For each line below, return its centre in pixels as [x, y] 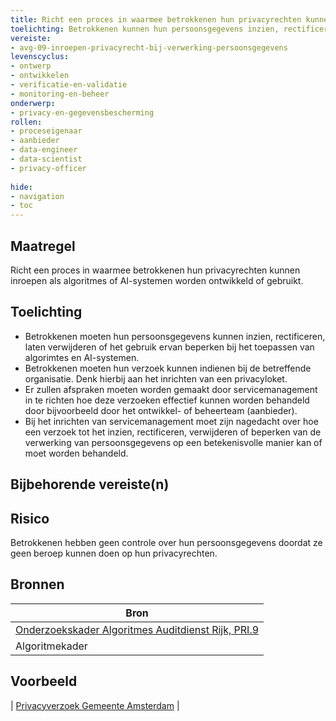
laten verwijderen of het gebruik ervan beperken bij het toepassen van [169, 347]
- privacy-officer [48, 168]
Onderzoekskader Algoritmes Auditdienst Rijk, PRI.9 [137, 629]
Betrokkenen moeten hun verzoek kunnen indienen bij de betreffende [168, 368]
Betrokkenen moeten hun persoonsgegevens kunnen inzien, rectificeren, [175, 336]
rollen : [26, 122]
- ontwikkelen [40, 76]
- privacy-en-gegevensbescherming [82, 112]
